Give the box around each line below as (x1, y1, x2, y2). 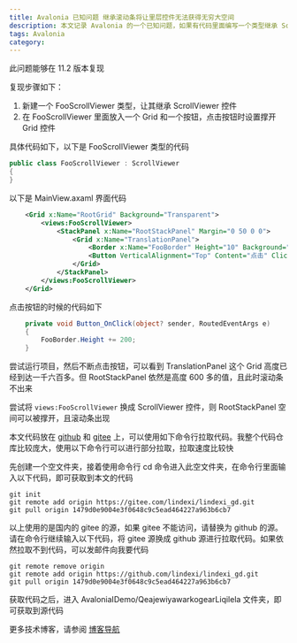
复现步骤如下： (9, 81, 64, 93)
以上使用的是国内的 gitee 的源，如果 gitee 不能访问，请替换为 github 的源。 (9, 523, 283, 533)
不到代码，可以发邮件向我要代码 (32, 545, 148, 555)
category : (9, 37, 46, 47)
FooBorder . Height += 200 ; (41, 335, 137, 345)
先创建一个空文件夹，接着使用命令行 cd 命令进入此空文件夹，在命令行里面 (9, 462, 278, 472)
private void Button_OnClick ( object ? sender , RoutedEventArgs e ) (25, 319, 271, 328)
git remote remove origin (9, 563, 104, 571)
